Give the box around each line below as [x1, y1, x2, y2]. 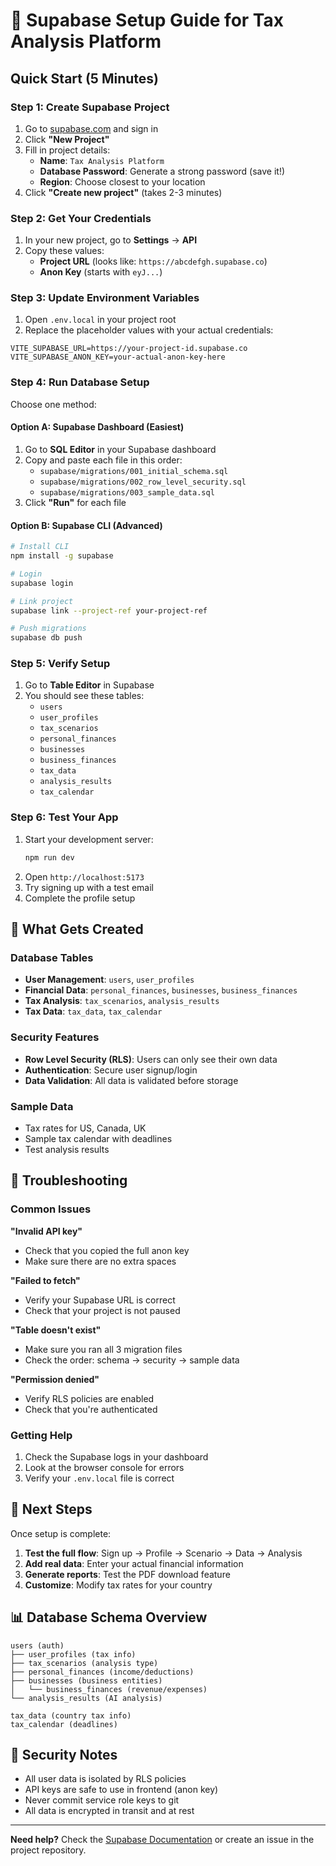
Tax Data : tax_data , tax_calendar [24, 1005, 163, 1018]
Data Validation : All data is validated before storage [24, 1074, 239, 1086]
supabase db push [10, 633, 83, 643]
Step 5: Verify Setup [10, 657, 111, 671]
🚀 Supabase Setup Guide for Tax [10, 9, 284, 32]
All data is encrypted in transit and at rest [24, 1805, 195, 1817]
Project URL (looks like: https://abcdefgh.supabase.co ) [39, 255, 268, 268]
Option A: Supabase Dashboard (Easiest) [10, 421, 185, 433]
